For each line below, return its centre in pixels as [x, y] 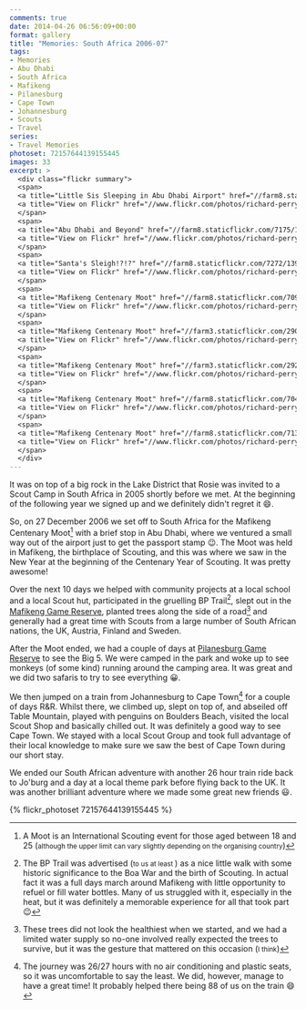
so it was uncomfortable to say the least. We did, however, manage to [153, 975]
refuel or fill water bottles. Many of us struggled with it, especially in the [157, 892]
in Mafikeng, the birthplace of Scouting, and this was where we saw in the [148, 551]
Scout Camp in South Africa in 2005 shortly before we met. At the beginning [153, 494]
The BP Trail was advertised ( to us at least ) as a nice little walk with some [157, 863]
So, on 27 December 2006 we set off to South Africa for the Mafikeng [140, 521]
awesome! [29, 571]
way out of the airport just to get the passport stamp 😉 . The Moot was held [151, 542]
